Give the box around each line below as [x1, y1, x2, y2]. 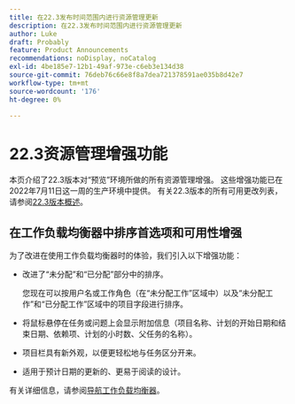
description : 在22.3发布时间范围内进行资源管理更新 [9, 21, 182, 30]
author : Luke [9, 29, 58, 38]
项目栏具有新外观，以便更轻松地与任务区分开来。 [21, 347, 201, 358]
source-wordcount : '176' [9, 87, 101, 95]
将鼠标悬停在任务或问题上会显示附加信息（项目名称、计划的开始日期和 [21, 317, 279, 328]
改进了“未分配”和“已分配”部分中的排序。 [21, 269, 168, 279]
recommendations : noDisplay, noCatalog [9, 54, 157, 63]
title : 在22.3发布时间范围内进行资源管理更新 [9, 12, 159, 22]
